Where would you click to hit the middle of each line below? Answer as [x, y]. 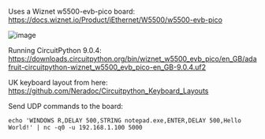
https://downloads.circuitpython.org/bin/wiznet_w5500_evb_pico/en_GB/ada [133, 59]
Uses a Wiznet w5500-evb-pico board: [72, 11]
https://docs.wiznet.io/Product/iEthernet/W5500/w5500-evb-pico [116, 20]
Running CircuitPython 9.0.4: [55, 50]
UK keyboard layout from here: [58, 83]
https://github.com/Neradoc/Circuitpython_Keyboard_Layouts [108, 91]
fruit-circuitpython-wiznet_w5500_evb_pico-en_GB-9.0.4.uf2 [107, 67]
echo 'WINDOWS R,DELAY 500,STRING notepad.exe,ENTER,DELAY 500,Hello [125, 121]
